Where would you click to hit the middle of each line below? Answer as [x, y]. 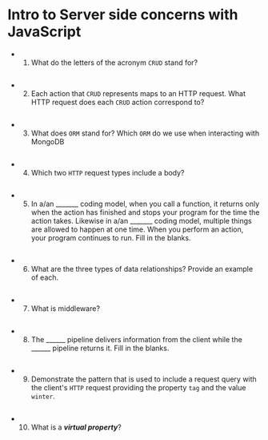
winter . [43, 396]
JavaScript [44, 32]
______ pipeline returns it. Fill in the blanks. [100, 348]
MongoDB [48, 141]
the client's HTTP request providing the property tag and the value [138, 387]
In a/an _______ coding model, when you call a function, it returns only [145, 204]
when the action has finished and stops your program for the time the [145, 212]
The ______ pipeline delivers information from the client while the [137, 339]
